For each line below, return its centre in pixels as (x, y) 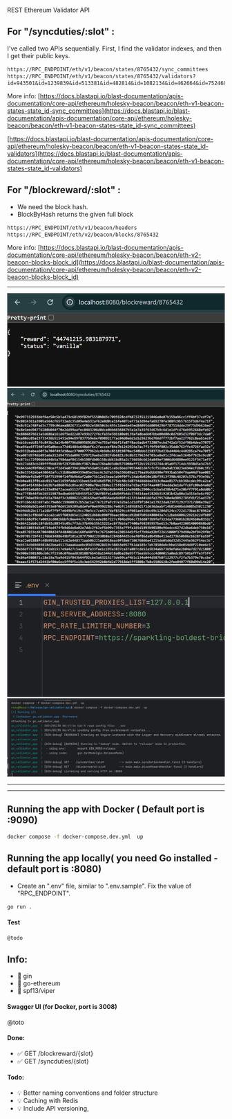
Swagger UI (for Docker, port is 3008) (62, 1007)
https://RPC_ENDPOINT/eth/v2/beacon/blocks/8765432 (83, 235)
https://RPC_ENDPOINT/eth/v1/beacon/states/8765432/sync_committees (108, 69)
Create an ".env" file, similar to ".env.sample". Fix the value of (104, 886)
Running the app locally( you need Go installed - (113, 858)
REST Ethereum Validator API (48, 10)
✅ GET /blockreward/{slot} (55, 1053)
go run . (20, 906)
